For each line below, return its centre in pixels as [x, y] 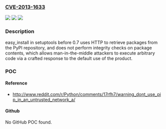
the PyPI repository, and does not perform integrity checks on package [78, 47]
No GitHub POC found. [29, 122]
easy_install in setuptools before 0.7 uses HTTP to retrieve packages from [81, 42]
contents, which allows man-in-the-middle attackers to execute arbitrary [80, 53]
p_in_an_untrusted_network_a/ [44, 99]
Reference [16, 83]
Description [20, 31]
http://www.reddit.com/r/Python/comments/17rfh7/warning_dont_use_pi [87, 94]
